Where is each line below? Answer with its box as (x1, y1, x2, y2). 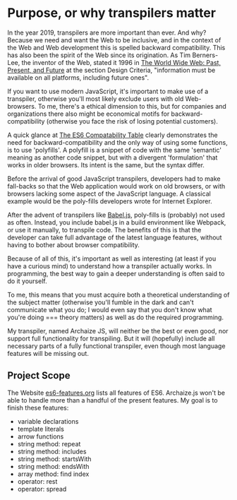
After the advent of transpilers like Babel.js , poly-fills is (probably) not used (7, 210, 226, 219)
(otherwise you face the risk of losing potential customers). (46, 117, 219, 125)
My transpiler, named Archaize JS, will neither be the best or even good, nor (7, 326, 229, 335)
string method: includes (17, 447, 87, 456)
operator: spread (17, 484, 67, 493)
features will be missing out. (7, 349, 90, 357)
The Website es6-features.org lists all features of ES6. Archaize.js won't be (7, 388, 226, 397)
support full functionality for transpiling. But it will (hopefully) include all (7, 334, 215, 343)
